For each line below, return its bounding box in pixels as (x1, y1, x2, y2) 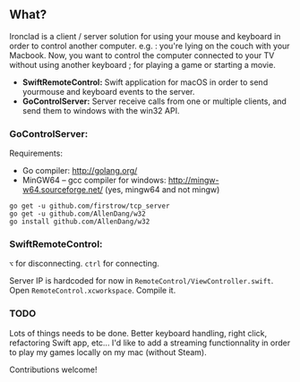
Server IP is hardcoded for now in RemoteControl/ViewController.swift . (9, 276, 274, 286)
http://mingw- (167, 174, 219, 186)
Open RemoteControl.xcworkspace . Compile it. (9, 285, 176, 296)
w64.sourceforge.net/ (21, 184, 103, 195)
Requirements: (9, 148, 63, 159)
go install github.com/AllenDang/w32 (9, 217, 150, 226)
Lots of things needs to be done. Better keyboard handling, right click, (9, 327, 268, 338)
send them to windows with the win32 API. (21, 105, 180, 115)
